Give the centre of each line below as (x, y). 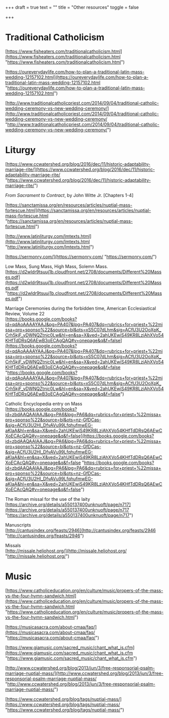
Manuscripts (18, 525)
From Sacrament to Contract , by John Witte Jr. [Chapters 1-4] (69, 195)
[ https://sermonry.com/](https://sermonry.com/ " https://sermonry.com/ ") (81, 256)
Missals (13, 545)
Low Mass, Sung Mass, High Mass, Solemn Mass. (57, 266)
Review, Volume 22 (25, 313)
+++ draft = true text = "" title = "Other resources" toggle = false (72, 7)
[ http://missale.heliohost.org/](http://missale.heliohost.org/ (66, 551)
